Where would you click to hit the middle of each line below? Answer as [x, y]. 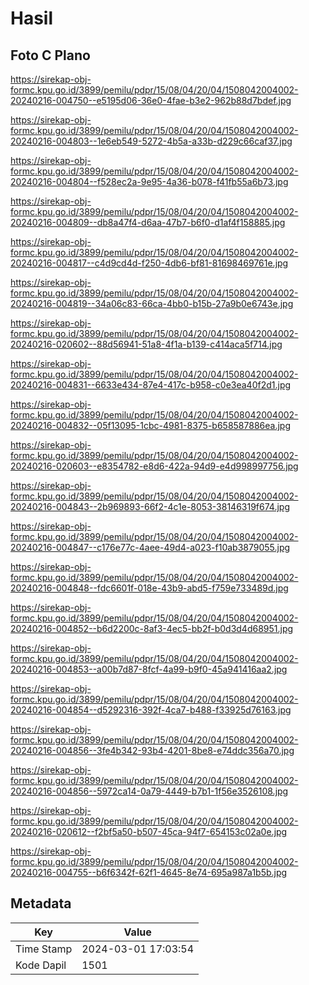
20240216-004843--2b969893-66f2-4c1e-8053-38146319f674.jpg [150, 506]
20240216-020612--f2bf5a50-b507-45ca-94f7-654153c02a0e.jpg [149, 831]
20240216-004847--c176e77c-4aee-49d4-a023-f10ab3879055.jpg [150, 547]
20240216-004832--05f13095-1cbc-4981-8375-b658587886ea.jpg [150, 425]
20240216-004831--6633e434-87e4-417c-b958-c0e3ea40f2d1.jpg [151, 385]
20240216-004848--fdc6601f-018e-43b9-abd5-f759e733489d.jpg [149, 588]
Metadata [41, 903]
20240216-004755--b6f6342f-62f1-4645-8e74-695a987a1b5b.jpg [149, 872]
